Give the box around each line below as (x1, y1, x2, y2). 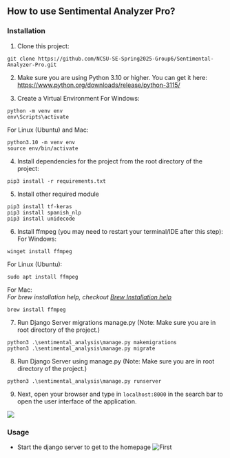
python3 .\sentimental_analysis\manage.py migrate (7, 345, 156, 352)
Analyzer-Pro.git (7, 61, 57, 68)
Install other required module (17, 190, 100, 198)
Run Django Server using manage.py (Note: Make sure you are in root (17, 357, 215, 365)
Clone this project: (17, 41, 70, 50)
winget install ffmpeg (7, 248, 72, 255)
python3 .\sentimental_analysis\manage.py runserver (7, 377, 162, 385)
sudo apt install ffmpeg (7, 273, 79, 280)
